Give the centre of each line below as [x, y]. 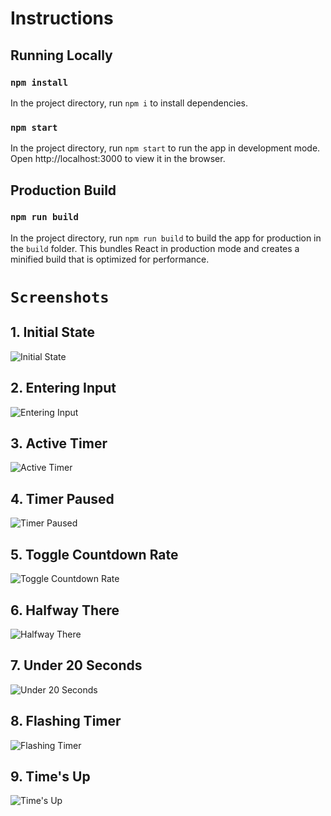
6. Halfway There [65, 610]
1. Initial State [53, 332]
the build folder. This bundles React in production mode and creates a [155, 248]
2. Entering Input [63, 388]
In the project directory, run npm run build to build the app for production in [166, 238]
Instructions [62, 18]
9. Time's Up [50, 776]
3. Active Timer [59, 443]
